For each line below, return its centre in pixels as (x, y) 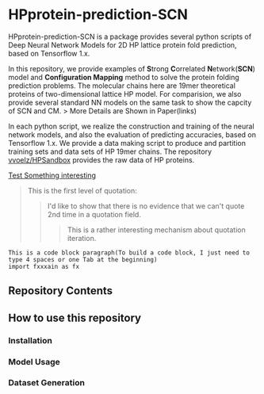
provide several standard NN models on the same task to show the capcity (130, 102)
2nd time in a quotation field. (94, 214)
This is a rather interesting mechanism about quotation (156, 230)
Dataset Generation (47, 383)
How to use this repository (75, 317)
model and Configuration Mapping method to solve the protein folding (124, 77)
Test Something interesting (52, 175)
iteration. (82, 238)
